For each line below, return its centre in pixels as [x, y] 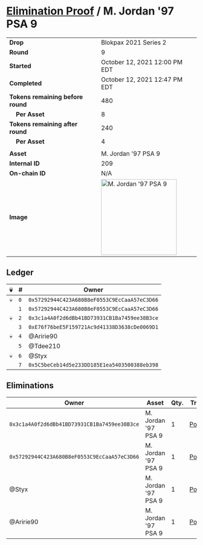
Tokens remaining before [46, 97]
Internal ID [25, 163]
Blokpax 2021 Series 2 [134, 42]
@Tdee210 [44, 346]
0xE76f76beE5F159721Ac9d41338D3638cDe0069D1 [93, 327]
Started [20, 66]
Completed [26, 83]
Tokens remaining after [43, 124]
